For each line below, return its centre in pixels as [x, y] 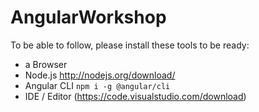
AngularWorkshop [88, 17]
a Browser [46, 64]
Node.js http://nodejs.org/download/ [100, 75]
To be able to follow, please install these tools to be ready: [130, 45]
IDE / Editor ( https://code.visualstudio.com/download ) [135, 96]
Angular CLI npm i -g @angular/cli [97, 85]
